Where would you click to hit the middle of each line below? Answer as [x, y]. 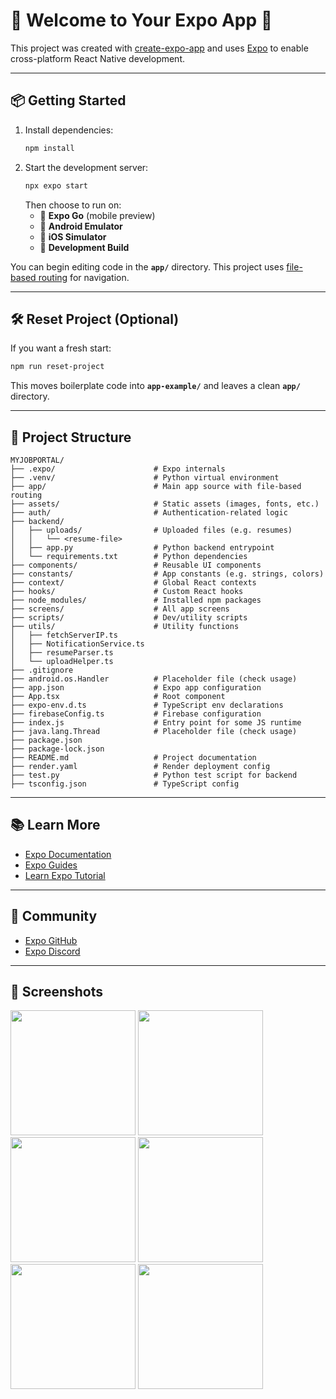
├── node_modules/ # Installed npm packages [136, 600]
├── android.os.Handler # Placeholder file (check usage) [154, 679]
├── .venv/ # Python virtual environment [145, 478]
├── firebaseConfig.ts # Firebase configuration [136, 714]
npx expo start [56, 185]
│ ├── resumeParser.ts [62, 653]
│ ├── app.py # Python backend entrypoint [142, 548]
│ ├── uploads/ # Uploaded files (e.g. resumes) [151, 530]
